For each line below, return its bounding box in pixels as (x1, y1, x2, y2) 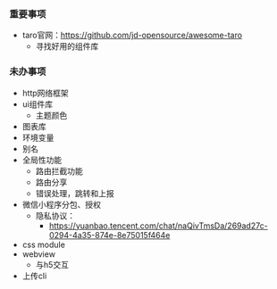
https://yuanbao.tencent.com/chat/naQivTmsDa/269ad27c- (48, 220, 268, 231)
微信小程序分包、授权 (21, 199, 101, 210)
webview (21, 248, 56, 260)
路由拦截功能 (35, 165, 83, 176)
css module (21, 239, 65, 250)
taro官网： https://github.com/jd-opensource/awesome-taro (21, 29, 243, 41)
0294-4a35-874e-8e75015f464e (48, 229, 171, 240)
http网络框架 (21, 87, 69, 98)
